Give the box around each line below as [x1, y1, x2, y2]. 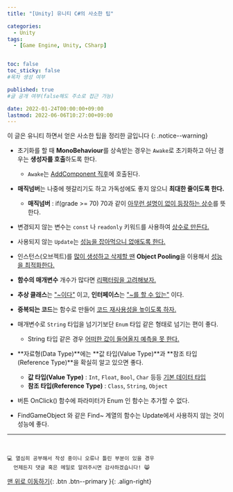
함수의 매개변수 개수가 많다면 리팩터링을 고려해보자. [17, 276, 157, 284]
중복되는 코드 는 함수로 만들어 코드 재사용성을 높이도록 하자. [17, 305, 177, 313]
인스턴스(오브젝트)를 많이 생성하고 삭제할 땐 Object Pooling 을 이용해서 [17, 252, 210, 261]
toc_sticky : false [7, 67, 60, 74]
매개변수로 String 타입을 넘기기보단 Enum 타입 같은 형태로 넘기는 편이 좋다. [17, 320, 218, 329]
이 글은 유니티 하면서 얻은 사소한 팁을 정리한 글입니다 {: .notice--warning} [7, 131, 208, 140]
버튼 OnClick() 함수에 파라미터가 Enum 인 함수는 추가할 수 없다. [17, 397, 189, 405]
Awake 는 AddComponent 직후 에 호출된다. [27, 170, 141, 178]
